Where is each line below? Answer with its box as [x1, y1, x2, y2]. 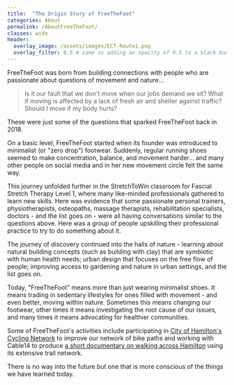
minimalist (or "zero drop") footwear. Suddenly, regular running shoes [7, 146, 208, 154]
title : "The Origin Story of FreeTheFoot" [7, 10, 136, 17]
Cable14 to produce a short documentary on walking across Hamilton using [7, 341, 224, 349]
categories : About [7, 17, 61, 24]
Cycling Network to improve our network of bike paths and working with [7, 333, 214, 342]
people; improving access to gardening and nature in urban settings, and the [7, 262, 227, 270]
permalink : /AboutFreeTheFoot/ [7, 23, 98, 30]
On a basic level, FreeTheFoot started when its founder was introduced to [7, 138, 218, 147]
